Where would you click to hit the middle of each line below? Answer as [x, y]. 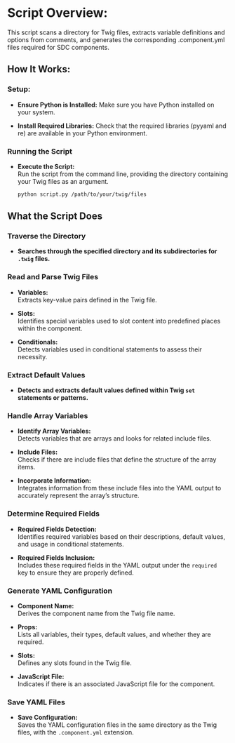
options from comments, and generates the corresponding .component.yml [116, 39]
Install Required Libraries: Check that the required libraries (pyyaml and [122, 126]
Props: [27, 627]
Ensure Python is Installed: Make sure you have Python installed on [116, 105]
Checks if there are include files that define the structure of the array [117, 460]
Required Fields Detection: [57, 529]
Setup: [19, 89]
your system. [36, 112]
